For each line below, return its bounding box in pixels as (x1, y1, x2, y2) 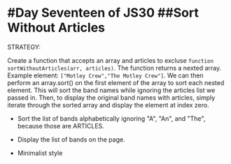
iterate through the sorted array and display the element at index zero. (7, 100, 209, 109)
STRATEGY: (7, 43, 41, 51)
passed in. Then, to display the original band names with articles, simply (7, 93, 216, 102)
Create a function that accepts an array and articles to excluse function (7, 56, 214, 64)
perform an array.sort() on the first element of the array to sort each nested (7, 78, 225, 87)
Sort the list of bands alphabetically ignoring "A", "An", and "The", (17, 114, 206, 123)
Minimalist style (17, 149, 63, 157)
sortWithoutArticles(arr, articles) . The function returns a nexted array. (7, 64, 222, 72)
